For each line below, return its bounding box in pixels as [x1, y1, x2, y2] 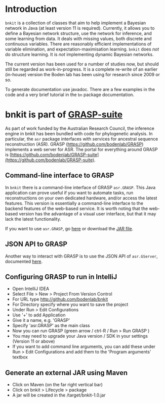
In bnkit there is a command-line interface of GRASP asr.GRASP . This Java [5, 184, 156, 190]
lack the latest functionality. [5, 216, 61, 222]
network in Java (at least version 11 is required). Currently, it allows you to [5, 25, 155, 31]
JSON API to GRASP [5, 240, 68, 249]
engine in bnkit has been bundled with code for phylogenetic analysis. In [5, 130, 153, 137]
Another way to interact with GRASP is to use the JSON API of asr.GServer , [5, 253, 158, 259]
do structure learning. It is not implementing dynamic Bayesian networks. [5, 51, 154, 57]
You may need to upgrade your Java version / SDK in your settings [12, 333, 148, 339]
